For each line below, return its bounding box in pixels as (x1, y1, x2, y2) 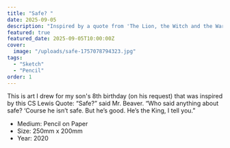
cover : (7, 42, 26, 48)
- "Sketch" (13, 61, 44, 68)
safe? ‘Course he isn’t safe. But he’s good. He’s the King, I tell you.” (7, 106, 196, 115)
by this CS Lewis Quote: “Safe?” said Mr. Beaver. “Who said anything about (7, 100, 219, 108)
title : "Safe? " (7, 10, 53, 17)
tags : (7, 55, 23, 61)
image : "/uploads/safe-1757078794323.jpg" (13, 48, 136, 55)
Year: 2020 (16, 134, 49, 143)
